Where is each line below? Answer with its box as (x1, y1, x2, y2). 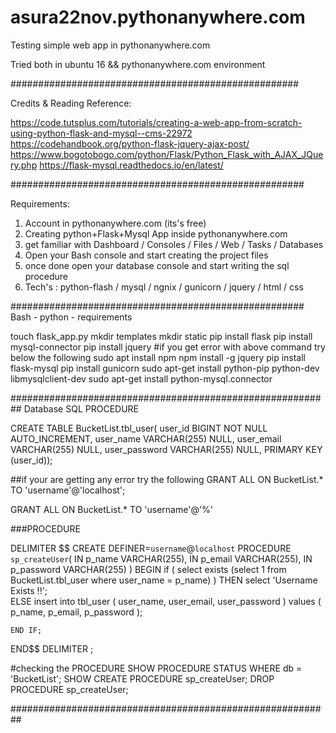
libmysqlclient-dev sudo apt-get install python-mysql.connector (10, 372, 273, 385)
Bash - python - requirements (10, 311, 133, 323)
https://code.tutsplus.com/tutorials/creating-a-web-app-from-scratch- (10, 116, 303, 128)
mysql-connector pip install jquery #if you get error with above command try (10, 341, 326, 353)
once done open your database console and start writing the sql (24, 259, 290, 271)
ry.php (10, 159, 38, 171)
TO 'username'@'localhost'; (10, 484, 126, 496)
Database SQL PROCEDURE (23, 402, 139, 415)
